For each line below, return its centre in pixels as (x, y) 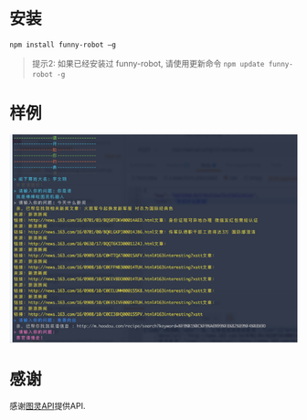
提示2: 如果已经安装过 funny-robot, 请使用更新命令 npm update (148, 63)
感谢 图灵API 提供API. (48, 406)
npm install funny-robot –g (63, 45)
